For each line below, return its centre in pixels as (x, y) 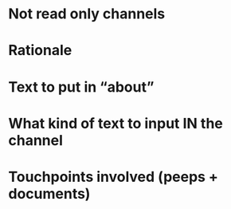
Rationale (40, 51)
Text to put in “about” (81, 87)
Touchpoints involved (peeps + (114, 177)
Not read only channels (87, 14)
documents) (49, 193)
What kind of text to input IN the (115, 123)
